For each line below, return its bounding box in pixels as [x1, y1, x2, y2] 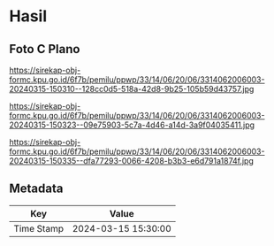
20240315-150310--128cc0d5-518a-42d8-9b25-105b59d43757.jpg [9, 84, 255, 94]
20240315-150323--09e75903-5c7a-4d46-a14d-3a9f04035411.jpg [9, 119, 255, 130]
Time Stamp [13, 222, 65, 234]
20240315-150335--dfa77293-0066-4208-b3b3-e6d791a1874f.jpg [9, 156, 255, 165]
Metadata [9, 181, 64, 196]
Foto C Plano [9, 42, 80, 57]
